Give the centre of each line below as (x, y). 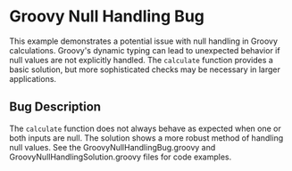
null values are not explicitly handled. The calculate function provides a (142, 60)
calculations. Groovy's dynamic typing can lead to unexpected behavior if (145, 50)
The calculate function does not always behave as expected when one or (145, 128)
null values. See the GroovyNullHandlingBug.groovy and (113, 147)
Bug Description (55, 107)
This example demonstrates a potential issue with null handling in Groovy (144, 41)
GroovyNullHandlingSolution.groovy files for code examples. (121, 157)
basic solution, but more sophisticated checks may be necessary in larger (145, 69)
